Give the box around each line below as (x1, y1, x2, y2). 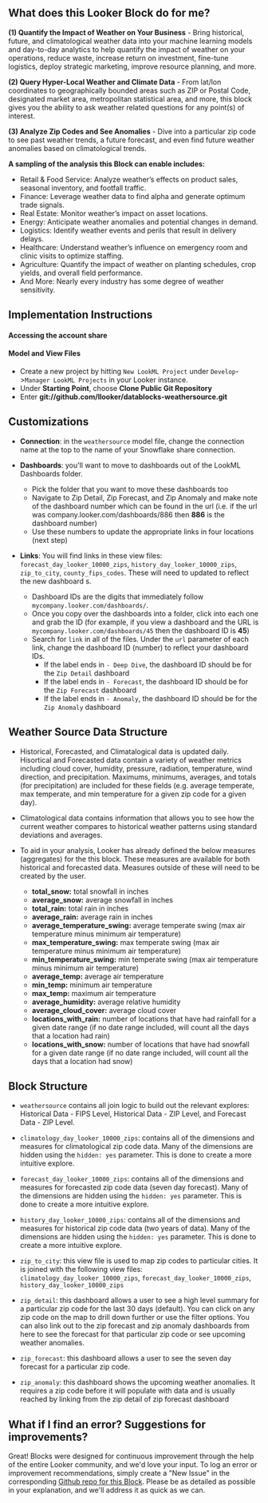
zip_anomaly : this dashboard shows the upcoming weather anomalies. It (19, 1377, 256, 1387)
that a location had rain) (31, 1031, 110, 1040)
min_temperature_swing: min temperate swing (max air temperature (31, 955, 258, 964)
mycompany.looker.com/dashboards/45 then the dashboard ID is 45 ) (31, 625, 250, 635)
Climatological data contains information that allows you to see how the (19, 813, 255, 823)
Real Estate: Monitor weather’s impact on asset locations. (19, 208, 209, 218)
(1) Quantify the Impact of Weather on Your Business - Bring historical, (8, 27, 245, 37)
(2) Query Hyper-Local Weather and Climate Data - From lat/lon (8, 77, 222, 86)
